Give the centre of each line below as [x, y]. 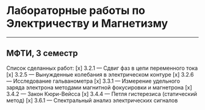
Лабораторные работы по [76, 11]
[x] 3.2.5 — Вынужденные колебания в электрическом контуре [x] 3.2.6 [100, 74]
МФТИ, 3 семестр [42, 53]
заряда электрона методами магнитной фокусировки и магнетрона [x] [99, 87]
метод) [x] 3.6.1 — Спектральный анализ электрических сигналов [92, 100]
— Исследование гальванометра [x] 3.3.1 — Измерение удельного [93, 81]
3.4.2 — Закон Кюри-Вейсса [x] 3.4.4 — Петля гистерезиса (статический [102, 94]
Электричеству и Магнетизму [87, 23]
